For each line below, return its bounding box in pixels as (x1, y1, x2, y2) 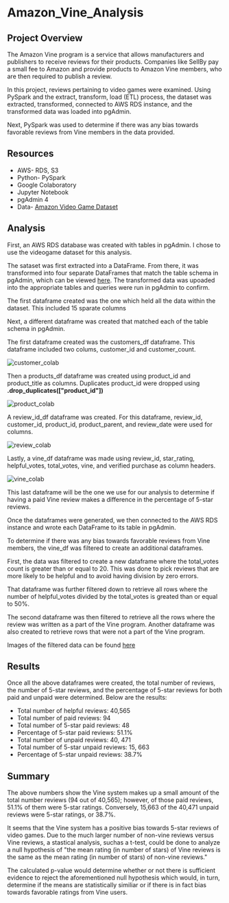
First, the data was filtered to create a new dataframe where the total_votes (7, 557, 219, 565)
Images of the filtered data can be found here (7, 641, 136, 649)
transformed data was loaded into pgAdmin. (7, 108, 132, 115)
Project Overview (7, 32, 83, 44)
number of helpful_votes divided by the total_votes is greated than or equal (7, 592, 218, 600)
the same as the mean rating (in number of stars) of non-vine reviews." (7, 853, 208, 861)
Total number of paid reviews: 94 (16, 714, 111, 722)
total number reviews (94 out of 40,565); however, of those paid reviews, (7, 796, 214, 804)
